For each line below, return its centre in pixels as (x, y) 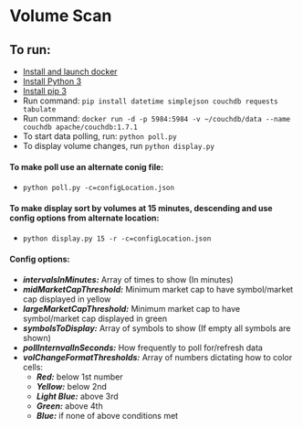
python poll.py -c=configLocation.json (99, 188)
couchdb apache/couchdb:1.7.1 (80, 127)
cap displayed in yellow (67, 299)
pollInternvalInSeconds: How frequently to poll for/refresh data (142, 348)
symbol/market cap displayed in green (94, 318)
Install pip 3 (44, 91)
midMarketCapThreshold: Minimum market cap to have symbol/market (158, 289)
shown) (37, 337)
